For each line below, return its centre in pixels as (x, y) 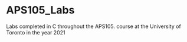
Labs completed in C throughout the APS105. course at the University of (93, 26)
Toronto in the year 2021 (36, 32)
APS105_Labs (40, 10)
